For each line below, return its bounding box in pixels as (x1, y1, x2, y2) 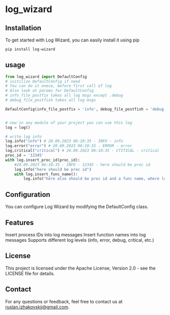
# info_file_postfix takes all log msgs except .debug (5, 93, 123, 98)
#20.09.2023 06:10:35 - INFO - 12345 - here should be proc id (14, 162, 151, 167)
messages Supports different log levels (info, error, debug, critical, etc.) (5, 237, 154, 243)
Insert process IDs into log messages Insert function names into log (5, 231, 146, 238)
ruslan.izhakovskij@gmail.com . (5, 304, 70, 310)
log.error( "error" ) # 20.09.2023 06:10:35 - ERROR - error (5, 143, 133, 148)
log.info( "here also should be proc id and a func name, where (23, 176, 159, 181)
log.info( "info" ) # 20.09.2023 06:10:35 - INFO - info (5, 139, 123, 144)
